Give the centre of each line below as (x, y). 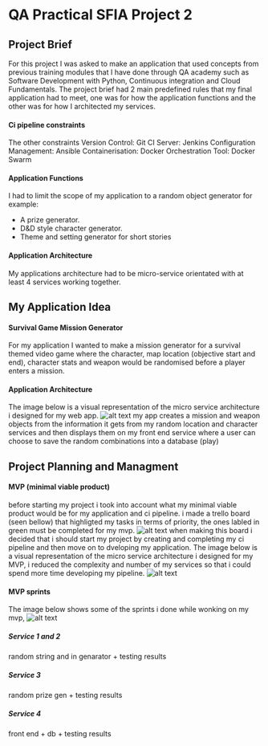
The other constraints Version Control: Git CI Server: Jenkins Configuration (132, 143)
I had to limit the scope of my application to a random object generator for (130, 196)
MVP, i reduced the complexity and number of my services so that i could (130, 565)
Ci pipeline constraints (47, 124)
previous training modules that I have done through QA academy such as (129, 72)
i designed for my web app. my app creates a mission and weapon (134, 416)
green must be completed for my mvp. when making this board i (130, 530)
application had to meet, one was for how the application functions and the (132, 98)
